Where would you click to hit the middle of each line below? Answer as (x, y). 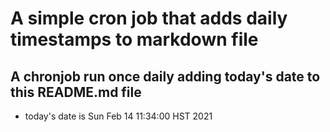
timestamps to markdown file (134, 39)
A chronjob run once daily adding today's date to (165, 76)
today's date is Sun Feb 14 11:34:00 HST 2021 (118, 116)
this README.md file (76, 92)
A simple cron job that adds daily (149, 18)
